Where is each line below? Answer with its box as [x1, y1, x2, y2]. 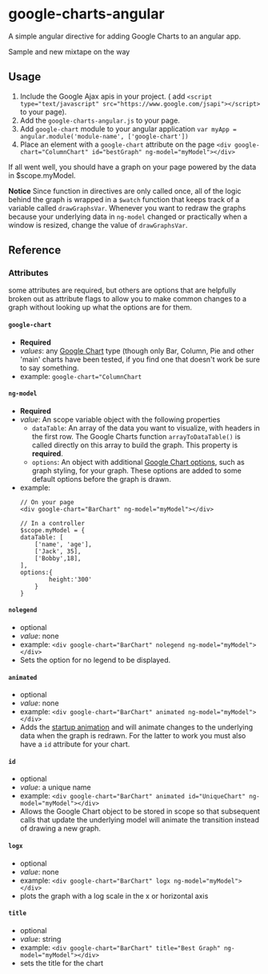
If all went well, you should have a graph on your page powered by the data [8, 162, 257, 172]
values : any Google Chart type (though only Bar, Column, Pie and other [19, 346, 254, 355]
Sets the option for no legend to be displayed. [19, 655, 171, 665]
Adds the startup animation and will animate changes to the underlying [19, 722, 254, 732]
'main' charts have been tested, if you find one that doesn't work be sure [19, 354, 261, 364]
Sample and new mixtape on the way [8, 46, 130, 56]
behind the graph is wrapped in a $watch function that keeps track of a [8, 194, 240, 204]
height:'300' [49, 575, 92, 584]
